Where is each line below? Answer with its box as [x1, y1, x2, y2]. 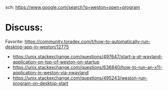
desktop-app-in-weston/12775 [5, 44, 69, 50]
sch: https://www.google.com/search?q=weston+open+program [5, 5, 140, 10]
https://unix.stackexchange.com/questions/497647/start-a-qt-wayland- [12, 53, 163, 59]
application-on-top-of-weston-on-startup [12, 59, 100, 65]
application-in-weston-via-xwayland [12, 69, 89, 75]
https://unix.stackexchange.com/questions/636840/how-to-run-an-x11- [12, 64, 163, 70]
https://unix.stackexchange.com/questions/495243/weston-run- [12, 75, 148, 81]
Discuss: [5, 22, 43, 33]
